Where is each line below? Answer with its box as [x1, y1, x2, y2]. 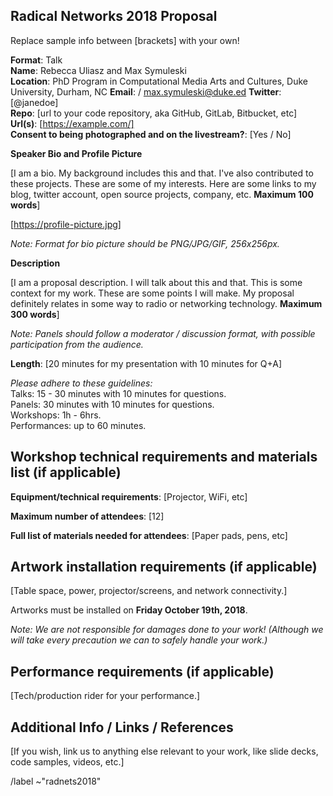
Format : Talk [10, 54, 63, 66]
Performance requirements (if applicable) [10, 663, 275, 680]
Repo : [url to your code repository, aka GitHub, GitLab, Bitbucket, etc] [10, 107, 298, 119]
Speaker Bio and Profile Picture [10, 147, 143, 159]
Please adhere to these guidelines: [10, 377, 153, 389]
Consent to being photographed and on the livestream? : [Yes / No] [10, 128, 292, 140]
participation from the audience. [10, 338, 144, 350]
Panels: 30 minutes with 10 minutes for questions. [10, 398, 215, 410]
